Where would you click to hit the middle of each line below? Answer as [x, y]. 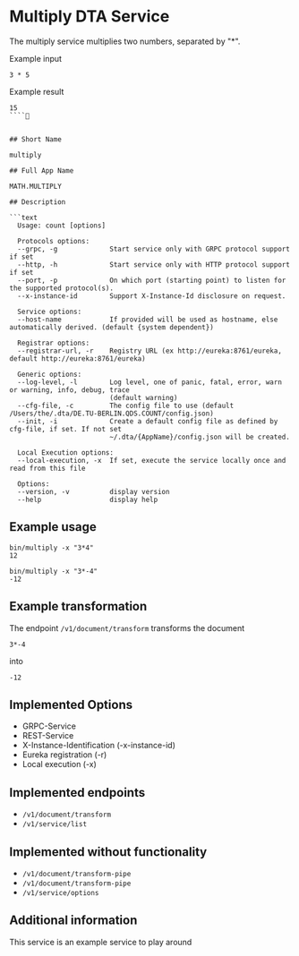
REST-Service [48, 736]
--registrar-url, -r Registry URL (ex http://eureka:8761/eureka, [149, 351]
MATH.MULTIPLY [36, 186]
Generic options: [50, 374]
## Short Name [36, 139]
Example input [36, 58]
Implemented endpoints [77, 793]
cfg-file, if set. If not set [66, 429]
